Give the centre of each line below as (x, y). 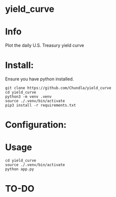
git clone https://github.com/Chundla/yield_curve (58, 88)
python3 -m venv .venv (28, 97)
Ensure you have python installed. (39, 79)
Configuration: (36, 125)
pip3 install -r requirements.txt (41, 105)
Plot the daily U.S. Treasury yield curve (45, 45)
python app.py (20, 169)
